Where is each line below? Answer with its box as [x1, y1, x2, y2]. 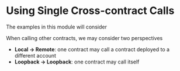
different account [14, 52, 57, 59]
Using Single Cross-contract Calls [6, 4, 175, 17]
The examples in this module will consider [6, 23, 107, 30]
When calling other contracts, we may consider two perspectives [6, 34, 163, 41]
